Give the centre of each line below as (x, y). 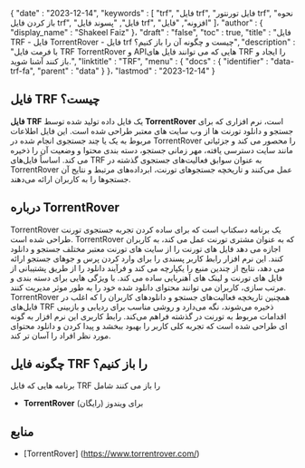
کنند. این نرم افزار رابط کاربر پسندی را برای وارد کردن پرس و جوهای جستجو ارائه (147, 258)
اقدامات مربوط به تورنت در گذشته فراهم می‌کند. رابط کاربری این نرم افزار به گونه (148, 316)
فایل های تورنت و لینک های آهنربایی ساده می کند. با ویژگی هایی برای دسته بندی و (147, 278)
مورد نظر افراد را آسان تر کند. (61, 336)
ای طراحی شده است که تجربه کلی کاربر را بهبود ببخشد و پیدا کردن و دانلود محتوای (149, 326)
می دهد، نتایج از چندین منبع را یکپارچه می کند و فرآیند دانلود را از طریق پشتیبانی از (148, 268)
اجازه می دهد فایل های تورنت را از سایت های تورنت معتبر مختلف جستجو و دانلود (146, 249)
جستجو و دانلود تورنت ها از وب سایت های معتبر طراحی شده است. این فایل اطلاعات (152, 131)
